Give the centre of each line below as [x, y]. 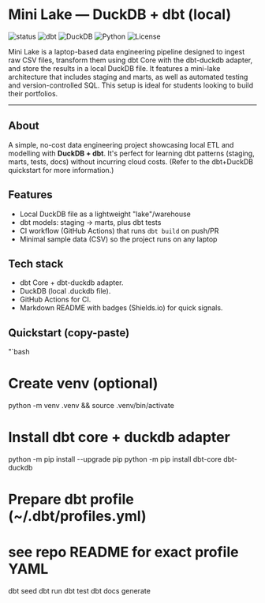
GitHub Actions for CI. [55, 300]
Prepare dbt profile [71, 500]
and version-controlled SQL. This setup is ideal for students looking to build [131, 85]
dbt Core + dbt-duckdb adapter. [71, 283]
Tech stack [36, 263]
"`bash [19, 352]
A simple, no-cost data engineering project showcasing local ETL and [121, 144]
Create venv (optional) [83, 384]
